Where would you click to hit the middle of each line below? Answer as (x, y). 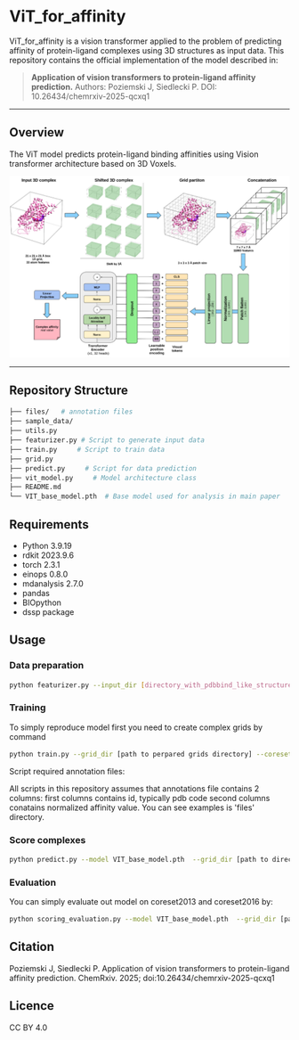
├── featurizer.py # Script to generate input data (107, 440)
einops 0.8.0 (45, 574)
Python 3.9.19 (47, 545)
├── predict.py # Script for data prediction (103, 468)
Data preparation (47, 666)
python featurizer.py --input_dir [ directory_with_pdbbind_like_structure (151, 685)
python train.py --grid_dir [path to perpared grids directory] (131, 754)
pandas (36, 593)
